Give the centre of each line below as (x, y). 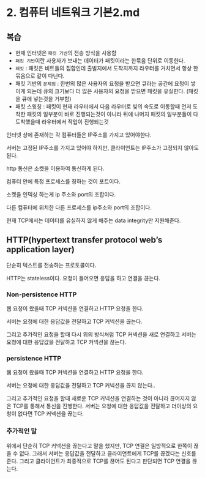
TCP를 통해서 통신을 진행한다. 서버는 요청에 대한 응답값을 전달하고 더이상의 (102, 406)
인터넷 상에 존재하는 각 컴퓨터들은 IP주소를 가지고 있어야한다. (79, 135)
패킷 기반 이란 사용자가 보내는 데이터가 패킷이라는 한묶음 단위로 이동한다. (100, 61)
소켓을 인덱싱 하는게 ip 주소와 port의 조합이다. (61, 194)
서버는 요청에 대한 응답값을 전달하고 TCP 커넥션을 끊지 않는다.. (81, 386)
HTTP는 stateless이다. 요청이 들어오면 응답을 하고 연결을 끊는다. (84, 278)
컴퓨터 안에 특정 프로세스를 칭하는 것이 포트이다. (64, 181)
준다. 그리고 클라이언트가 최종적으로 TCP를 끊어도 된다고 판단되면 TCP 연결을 (99, 461)
